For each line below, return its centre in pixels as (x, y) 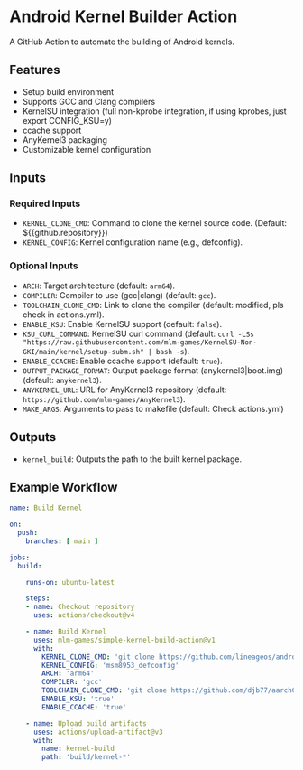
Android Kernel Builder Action (124, 17)
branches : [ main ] (62, 541)
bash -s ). (173, 351)
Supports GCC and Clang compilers (89, 101)
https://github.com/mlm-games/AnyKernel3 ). (104, 399)
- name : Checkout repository (80, 607)
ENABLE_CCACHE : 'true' (84, 707)
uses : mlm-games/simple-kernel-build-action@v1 (124, 640)
